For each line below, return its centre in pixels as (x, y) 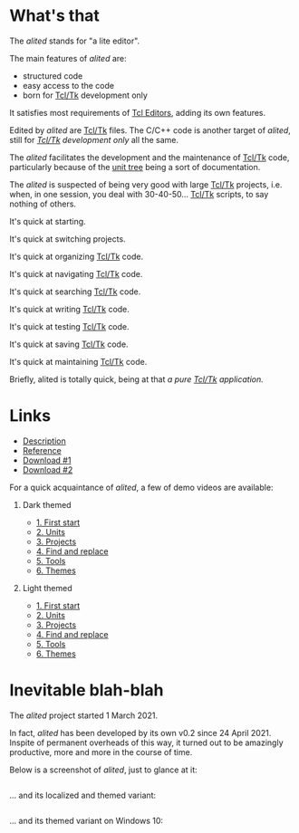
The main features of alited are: (68, 58)
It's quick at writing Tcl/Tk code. (69, 309)
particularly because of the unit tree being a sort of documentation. (135, 167)
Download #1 (47, 460)
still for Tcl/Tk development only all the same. (94, 139)
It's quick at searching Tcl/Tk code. (75, 292)
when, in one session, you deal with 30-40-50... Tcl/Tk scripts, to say (139, 194)
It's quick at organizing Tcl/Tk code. (76, 256)
